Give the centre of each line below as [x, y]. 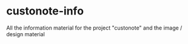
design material [26, 34]
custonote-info [45, 11]
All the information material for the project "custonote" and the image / [94, 28]
